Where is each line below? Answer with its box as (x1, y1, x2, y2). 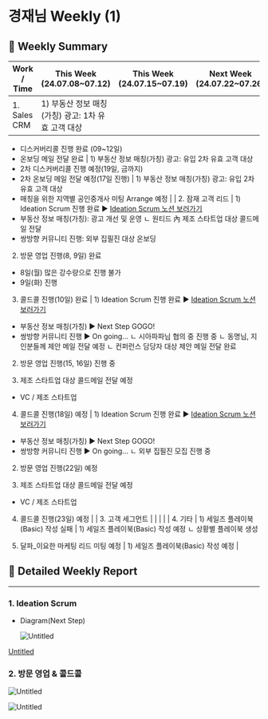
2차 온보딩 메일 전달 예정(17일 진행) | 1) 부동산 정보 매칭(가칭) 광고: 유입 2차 (19, 174, 255, 184)
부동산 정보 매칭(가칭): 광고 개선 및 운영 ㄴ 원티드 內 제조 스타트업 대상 (19, 214, 238, 223)
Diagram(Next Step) (19, 616, 86, 626)
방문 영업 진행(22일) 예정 (19, 464, 98, 472)
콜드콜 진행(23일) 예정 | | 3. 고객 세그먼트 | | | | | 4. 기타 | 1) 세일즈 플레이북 (19, 514, 254, 523)
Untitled (8, 647, 34, 657)
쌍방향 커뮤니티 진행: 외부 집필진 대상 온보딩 (19, 234, 157, 243)
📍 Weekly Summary (8, 39, 108, 53)
